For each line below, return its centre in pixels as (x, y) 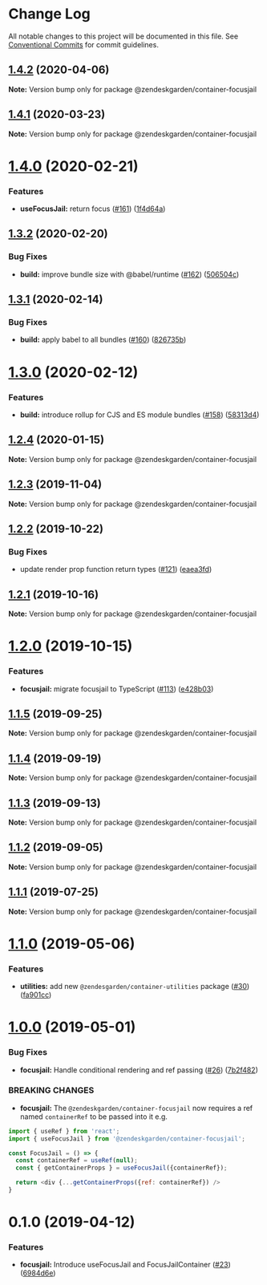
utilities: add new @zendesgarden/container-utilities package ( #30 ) (135, 987)
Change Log (49, 14)
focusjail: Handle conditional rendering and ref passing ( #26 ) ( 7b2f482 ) (139, 1070)
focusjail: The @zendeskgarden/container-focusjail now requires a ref (136, 1108)
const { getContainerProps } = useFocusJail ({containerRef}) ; (121, 1168)
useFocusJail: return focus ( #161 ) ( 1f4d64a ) (93, 209)
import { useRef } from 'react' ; (64, 1131)
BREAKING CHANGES (51, 1090)
